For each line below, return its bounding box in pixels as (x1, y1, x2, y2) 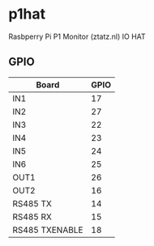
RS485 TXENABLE (12, 224, 83, 235)
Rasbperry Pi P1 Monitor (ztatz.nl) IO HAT (8, 32, 146, 41)
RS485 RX (12, 211, 53, 223)
